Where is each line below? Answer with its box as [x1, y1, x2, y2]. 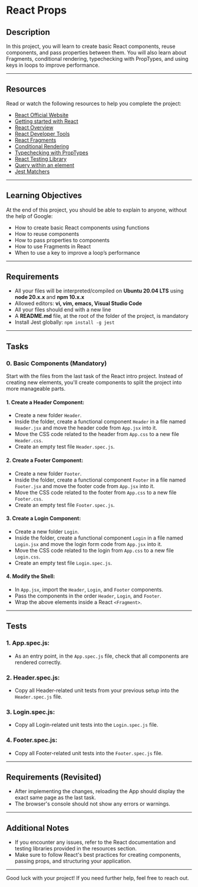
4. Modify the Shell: [6, 573, 55, 580]
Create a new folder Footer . [14, 470, 82, 477]
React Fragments [14, 137, 57, 144]
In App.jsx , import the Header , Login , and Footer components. [14, 586, 163, 593]
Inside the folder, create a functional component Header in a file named [14, 418, 186, 425]
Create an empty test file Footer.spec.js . [14, 501, 115, 508]
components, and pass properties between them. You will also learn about [6, 49, 187, 56]
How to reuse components [14, 230, 80, 237]
